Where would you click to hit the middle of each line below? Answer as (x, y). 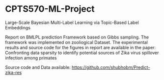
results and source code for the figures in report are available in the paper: (81, 47)
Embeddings (18, 27)
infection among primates (31, 58)
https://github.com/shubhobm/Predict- (111, 67)
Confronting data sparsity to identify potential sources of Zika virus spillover (82, 53)
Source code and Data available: (38, 67)
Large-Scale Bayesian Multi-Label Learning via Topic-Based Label (72, 22)
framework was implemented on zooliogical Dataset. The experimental (77, 42)
